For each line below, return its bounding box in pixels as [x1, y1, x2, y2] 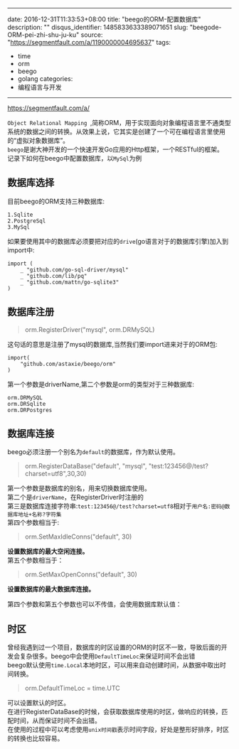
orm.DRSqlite [7, 400, 46, 407]
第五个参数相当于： [7, 556, 64, 565]
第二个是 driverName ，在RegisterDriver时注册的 [7, 493, 144, 502]
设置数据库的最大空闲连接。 [7, 547, 89, 556]
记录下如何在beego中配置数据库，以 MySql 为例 [7, 154, 142, 162]
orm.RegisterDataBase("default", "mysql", [24, 462, 147, 470]
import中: [7, 246, 35, 254]
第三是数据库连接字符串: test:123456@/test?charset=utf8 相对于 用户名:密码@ [7, 502, 225, 510]
